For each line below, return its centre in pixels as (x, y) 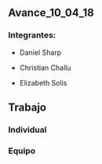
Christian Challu (45, 67)
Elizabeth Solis (43, 82)
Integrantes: (32, 35)
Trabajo (27, 108)
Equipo (22, 151)
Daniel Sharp (40, 52)
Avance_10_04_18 (51, 13)
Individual (27, 130)
